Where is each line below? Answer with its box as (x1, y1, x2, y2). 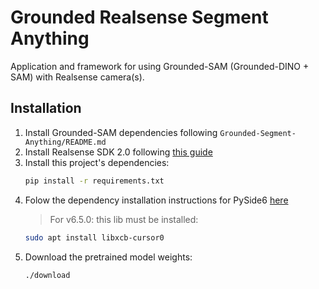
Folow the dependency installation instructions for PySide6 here (24, 194, 289, 206)
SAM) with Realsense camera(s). (10, 71, 145, 83)
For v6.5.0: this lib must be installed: (49, 213, 199, 225)
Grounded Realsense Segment (10, 6, 269, 29)
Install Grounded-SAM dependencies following (24, 126, 218, 138)
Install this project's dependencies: (24, 156, 170, 168)
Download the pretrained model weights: (24, 251, 193, 263)
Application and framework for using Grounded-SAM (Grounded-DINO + (10, 60, 310, 72)
